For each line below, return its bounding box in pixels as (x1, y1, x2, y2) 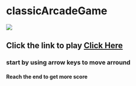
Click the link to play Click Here (6, 40, 123, 51)
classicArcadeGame (6, 4, 108, 18)
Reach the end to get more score (6, 73, 88, 80)
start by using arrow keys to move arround (6, 58, 131, 66)
